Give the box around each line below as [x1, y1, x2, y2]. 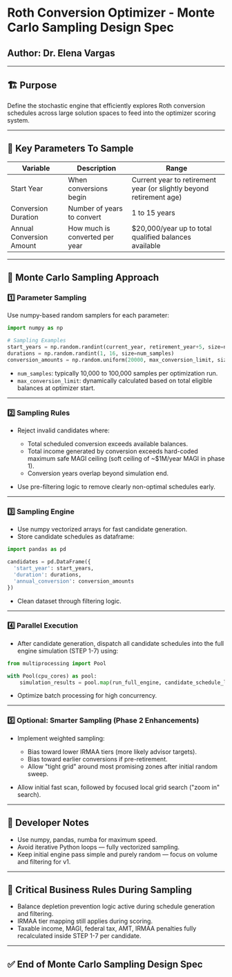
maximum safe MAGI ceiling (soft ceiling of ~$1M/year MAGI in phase [27, 454, 225, 462]
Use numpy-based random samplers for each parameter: [7, 311, 169, 319]
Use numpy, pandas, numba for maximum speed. [17, 835, 157, 843]
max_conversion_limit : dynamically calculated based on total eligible [17, 376, 213, 385]
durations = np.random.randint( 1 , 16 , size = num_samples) [7, 350, 175, 357]
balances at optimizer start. [17, 383, 95, 392]
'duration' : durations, [13, 571, 81, 578]
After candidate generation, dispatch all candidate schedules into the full [17, 639, 224, 647]
